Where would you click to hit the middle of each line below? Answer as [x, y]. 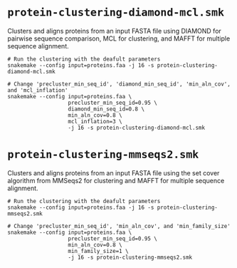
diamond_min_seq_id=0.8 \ [106, 109]
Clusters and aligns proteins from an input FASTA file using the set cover [114, 172]
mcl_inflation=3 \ [95, 121]
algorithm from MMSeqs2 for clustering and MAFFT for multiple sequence [116, 180]
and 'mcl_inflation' [38, 90]
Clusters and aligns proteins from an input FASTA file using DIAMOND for [115, 31]
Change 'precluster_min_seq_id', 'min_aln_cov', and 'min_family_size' [122, 226]
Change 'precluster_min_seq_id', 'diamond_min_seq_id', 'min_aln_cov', [122, 84]
